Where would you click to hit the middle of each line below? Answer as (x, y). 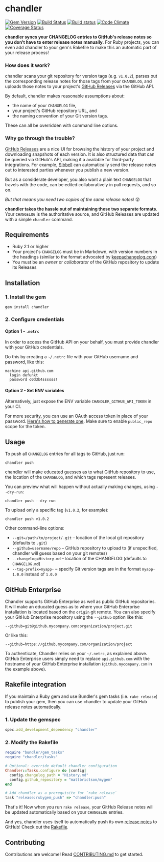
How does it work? (28, 65)
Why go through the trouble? (40, 138)
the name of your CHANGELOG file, (44, 106)
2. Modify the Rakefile (32, 742)
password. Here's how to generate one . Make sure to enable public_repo (79, 421)
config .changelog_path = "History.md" (49, 775)
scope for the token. (25, 427)
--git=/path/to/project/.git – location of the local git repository (78, 538)
